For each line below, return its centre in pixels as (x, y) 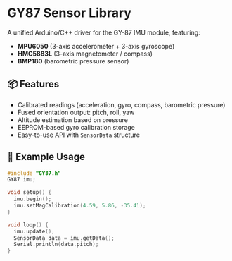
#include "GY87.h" (34, 173)
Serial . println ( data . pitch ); (56, 245)
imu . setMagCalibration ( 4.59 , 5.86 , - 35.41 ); (80, 206)
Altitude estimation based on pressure (73, 120)
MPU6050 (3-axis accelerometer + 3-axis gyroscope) (96, 46)
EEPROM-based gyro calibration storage (76, 127)
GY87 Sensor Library (70, 13)
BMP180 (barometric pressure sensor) (73, 61)
